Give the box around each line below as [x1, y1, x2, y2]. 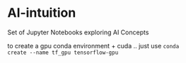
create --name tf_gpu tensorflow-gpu [7, 49, 119, 56]
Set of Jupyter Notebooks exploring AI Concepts [7, 28, 149, 36]
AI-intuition [7, 5, 76, 21]
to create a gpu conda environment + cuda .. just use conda [7, 41, 180, 50]
